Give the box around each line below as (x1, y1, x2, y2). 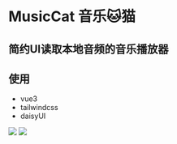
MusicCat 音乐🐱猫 (8, 7, 136, 26)
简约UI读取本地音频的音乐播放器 (8, 42, 169, 56)
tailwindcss (19, 103, 58, 112)
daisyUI (19, 111, 46, 121)
